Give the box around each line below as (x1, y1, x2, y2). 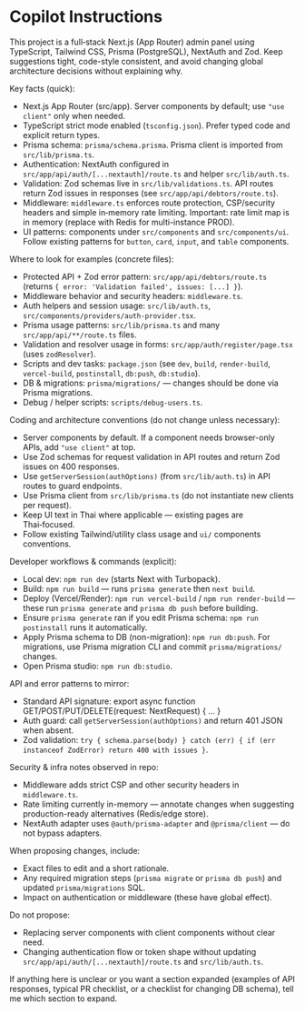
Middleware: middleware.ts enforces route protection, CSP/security (22, 197, 275, 208)
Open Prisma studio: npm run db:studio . (22, 660, 172, 671)
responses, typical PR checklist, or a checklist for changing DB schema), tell (9, 983, 294, 994)
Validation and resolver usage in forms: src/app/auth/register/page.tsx (22, 338, 293, 349)
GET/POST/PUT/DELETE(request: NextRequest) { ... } (22, 705, 221, 716)
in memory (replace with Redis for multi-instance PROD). (22, 216, 235, 227)
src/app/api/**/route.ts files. (22, 329, 137, 340)
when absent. (22, 725, 74, 736)
